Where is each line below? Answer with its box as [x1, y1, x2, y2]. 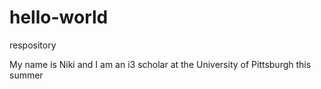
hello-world [9, 6, 109, 29]
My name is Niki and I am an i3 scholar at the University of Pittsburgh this [9, 58, 312, 70]
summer [9, 69, 44, 81]
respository [9, 39, 57, 51]
